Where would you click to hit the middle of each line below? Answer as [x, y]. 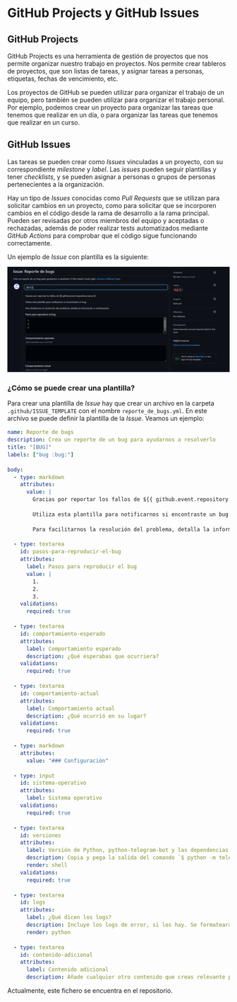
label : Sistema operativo [64, 798]
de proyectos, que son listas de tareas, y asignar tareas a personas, [106, 71]
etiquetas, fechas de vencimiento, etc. [63, 79]
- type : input [34, 776]
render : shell [47, 865]
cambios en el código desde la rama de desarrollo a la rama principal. [109, 213]
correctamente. [30, 243]
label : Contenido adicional [67, 970]
